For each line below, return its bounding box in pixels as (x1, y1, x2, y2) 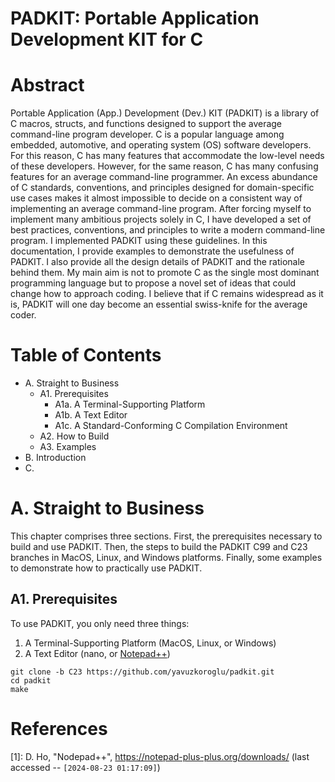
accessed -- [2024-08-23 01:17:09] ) (10, 761, 161, 773)
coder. (10, 309, 37, 321)
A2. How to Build (39, 430, 110, 442)
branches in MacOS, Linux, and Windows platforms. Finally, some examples (10, 552, 323, 563)
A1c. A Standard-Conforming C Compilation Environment (54, 420, 288, 432)
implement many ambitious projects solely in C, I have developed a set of (10, 213, 312, 226)
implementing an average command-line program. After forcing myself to (10, 203, 312, 215)
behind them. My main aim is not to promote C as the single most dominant (10, 267, 320, 279)
